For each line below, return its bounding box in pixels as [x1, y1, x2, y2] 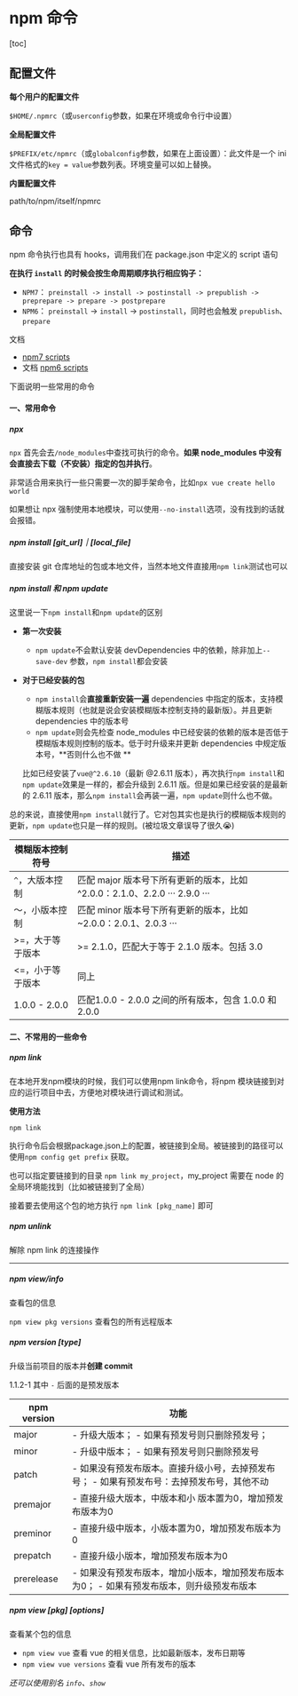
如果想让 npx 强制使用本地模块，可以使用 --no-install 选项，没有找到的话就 [9, 503, 285, 515]
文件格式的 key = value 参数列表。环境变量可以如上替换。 [9, 159, 216, 170]
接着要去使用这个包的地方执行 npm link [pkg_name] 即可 [9, 1200, 214, 1210]
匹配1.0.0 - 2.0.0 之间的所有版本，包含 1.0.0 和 [76, 994, 277, 1006]
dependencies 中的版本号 [35, 716, 129, 726]
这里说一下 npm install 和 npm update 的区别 [9, 607, 163, 618]
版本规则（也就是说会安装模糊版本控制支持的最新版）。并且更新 [43, 705, 273, 716]
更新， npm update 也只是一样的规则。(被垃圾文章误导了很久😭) [9, 820, 235, 831]
